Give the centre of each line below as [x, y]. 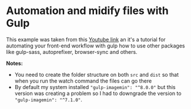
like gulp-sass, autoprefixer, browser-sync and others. [72, 52]
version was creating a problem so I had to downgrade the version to [98, 93]
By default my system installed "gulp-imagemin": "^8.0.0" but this [95, 87]
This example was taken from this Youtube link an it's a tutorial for [86, 39]
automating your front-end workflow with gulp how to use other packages [95, 46]
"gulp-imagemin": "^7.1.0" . [48, 99]
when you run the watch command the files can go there [83, 81]
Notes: [15, 63]
